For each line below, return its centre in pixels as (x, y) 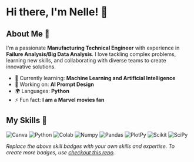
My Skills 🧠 (26, 120)
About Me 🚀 (28, 34)
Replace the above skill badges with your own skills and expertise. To (91, 146)
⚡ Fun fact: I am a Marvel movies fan (59, 100)
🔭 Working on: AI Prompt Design (54, 84)
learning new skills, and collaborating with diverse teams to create (86, 60)
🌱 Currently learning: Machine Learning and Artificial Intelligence (95, 78)
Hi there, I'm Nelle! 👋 (57, 12)
